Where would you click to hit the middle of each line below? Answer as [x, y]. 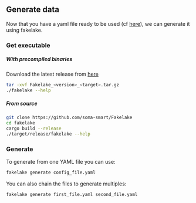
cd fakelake [21, 123]
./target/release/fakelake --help [48, 134]
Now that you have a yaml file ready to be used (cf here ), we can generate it [98, 23]
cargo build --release [34, 128]
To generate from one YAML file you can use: [61, 162]
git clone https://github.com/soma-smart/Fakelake [69, 118]
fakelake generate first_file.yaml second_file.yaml [72, 195]
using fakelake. [24, 30]
